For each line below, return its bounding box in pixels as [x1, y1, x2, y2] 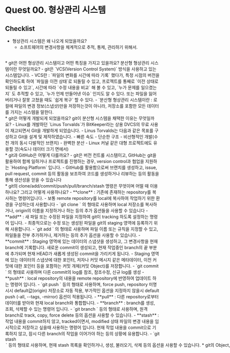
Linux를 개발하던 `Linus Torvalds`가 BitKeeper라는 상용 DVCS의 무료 [15, 122, 149, 127]
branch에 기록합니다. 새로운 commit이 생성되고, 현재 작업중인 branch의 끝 [5, 245, 148, 250]
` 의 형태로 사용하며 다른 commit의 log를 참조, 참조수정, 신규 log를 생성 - [5, 269, 144, 275]
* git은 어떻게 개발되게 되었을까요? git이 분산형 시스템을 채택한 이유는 [5, 115, 138, 121]
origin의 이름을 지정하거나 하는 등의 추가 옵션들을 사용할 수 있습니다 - [15, 208, 148, 213]
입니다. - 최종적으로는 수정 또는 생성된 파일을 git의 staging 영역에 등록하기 [10, 220, 153, 225]
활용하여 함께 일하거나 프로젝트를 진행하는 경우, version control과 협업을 [5, 159, 144, 164]
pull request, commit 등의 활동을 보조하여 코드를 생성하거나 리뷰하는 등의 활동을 [5, 171, 159, 176]
